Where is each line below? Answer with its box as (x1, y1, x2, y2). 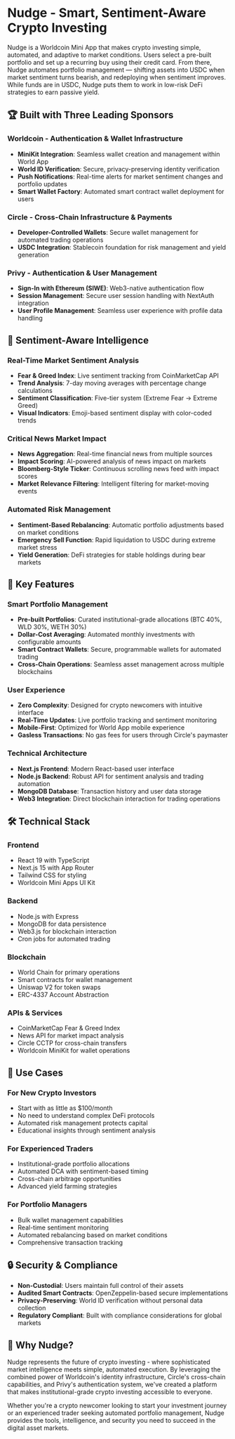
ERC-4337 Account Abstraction (17, 990, 109, 999)
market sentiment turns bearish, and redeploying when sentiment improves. (7, 72, 227, 82)
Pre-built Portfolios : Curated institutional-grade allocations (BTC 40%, (17, 615, 222, 624)
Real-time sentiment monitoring (17, 1223, 109, 1232)
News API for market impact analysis (17, 1031, 124, 1040)
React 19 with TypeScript (17, 856, 90, 865)
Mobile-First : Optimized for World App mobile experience (17, 723, 185, 732)
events (17, 487, 37, 496)
